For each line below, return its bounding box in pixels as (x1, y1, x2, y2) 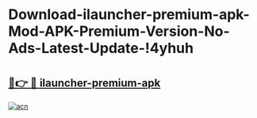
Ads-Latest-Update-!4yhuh (8, 40, 194, 57)
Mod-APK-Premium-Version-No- (8, 22, 230, 40)
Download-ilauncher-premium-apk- (8, 6, 250, 24)
